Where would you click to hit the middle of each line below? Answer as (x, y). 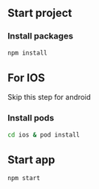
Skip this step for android (49, 97)
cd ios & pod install (44, 135)
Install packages (41, 36)
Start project (40, 13)
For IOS (26, 78)
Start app (31, 160)
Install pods (31, 118)
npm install (27, 53)
